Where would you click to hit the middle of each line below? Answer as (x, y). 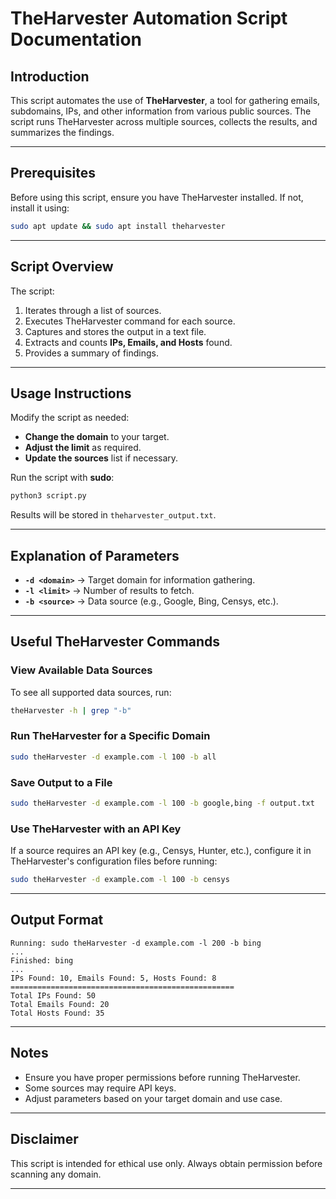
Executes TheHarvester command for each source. (130, 321)
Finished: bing (42, 960)
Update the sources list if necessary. (101, 458)
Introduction (50, 76)
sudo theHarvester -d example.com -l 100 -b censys (120, 880)
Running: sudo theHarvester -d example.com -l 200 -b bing (136, 943)
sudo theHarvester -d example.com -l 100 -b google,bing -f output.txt (162, 803)
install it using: (40, 208)
